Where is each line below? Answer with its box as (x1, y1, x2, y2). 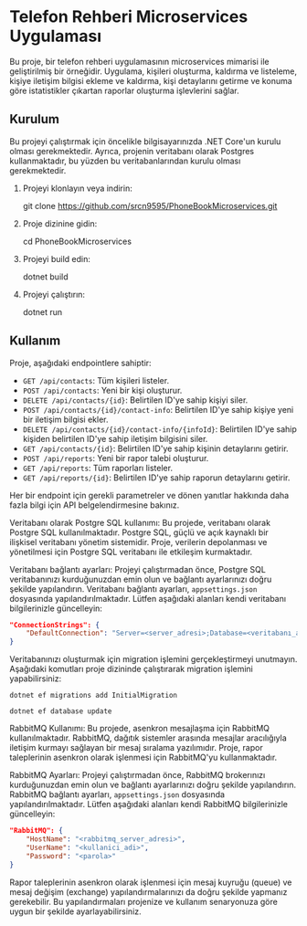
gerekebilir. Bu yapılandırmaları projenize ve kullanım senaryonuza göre (9, 896, 279, 907)
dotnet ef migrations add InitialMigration (9, 691, 178, 700)
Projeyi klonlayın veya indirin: (22, 183, 132, 194)
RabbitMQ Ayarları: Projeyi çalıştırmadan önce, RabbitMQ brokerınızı (9, 770, 266, 781)
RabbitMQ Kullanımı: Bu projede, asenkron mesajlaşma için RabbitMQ (9, 723, 270, 734)
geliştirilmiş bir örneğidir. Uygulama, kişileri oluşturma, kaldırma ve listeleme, (9, 66, 298, 77)
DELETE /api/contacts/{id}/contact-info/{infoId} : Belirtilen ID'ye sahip (22, 423, 297, 435)
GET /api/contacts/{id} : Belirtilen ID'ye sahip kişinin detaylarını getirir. (22, 443, 290, 454)
